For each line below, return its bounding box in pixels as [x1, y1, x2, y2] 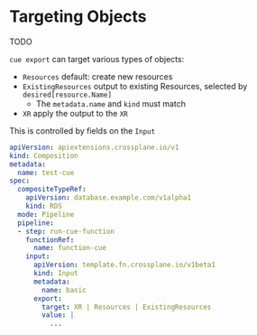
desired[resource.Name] [22, 90, 113, 99]
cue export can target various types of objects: [9, 53, 185, 64]
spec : [9, 176, 30, 186]
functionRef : [25, 235, 75, 245]
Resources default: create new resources [22, 70, 173, 82]
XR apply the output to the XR [22, 107, 128, 118]
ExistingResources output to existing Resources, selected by [22, 80, 248, 91]
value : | [41, 311, 75, 320]
